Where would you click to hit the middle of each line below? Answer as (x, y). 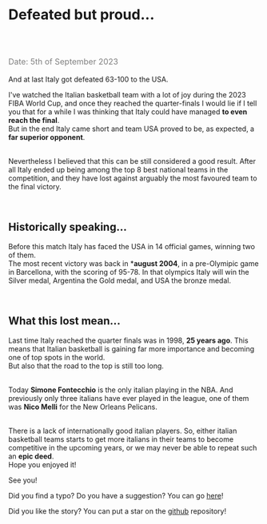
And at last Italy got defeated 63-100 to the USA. (88, 79)
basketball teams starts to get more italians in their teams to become (121, 439)
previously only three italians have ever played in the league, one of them (129, 398)
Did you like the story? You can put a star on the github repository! (117, 511)
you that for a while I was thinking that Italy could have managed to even (128, 111)
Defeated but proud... (82, 15)
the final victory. (35, 186)
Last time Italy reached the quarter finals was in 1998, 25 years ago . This (129, 340)
